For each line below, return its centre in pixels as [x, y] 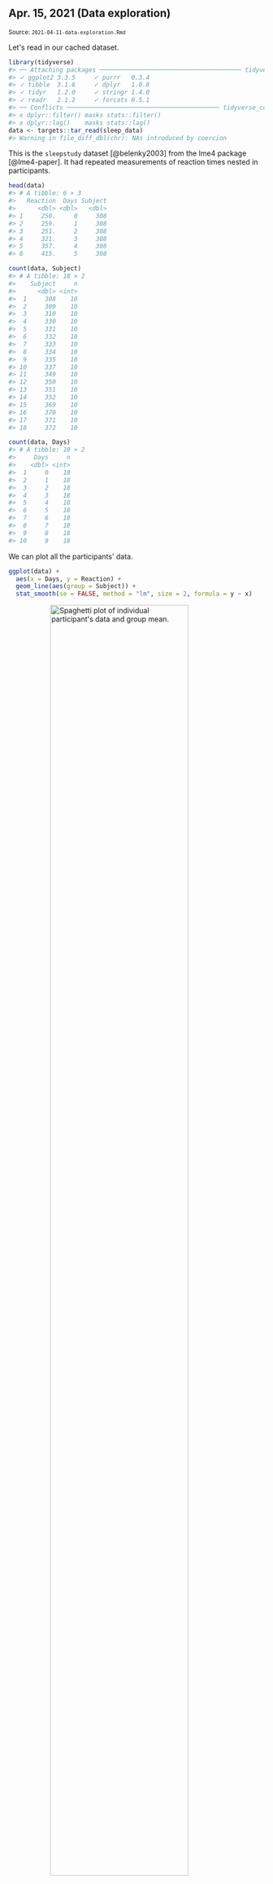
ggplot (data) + [34, 571]
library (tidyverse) [41, 62]
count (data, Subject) [45, 269]
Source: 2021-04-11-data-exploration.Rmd [67, 32]
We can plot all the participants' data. [71, 556]
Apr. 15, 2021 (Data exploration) [90, 13]
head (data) [27, 186]
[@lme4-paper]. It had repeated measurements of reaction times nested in [133, 162]
